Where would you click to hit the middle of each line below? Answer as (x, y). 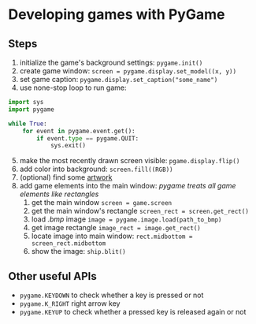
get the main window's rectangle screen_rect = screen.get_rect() (140, 211)
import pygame (32, 109)
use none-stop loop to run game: (73, 88)
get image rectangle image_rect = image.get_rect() (116, 228)
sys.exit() (68, 146)
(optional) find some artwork (66, 177)
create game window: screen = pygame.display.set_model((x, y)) (128, 71)
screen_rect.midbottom (69, 244)
